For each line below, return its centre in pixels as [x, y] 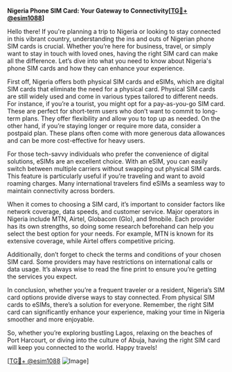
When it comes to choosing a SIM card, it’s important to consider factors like [116, 204]
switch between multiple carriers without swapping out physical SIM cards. [114, 169]
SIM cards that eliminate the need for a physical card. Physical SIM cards [111, 89]
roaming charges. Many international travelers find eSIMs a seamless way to [116, 183]
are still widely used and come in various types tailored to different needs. [113, 96]
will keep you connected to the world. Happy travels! [82, 347]
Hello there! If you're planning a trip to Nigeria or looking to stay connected [114, 32]
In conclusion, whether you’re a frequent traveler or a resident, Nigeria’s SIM [116, 290]
